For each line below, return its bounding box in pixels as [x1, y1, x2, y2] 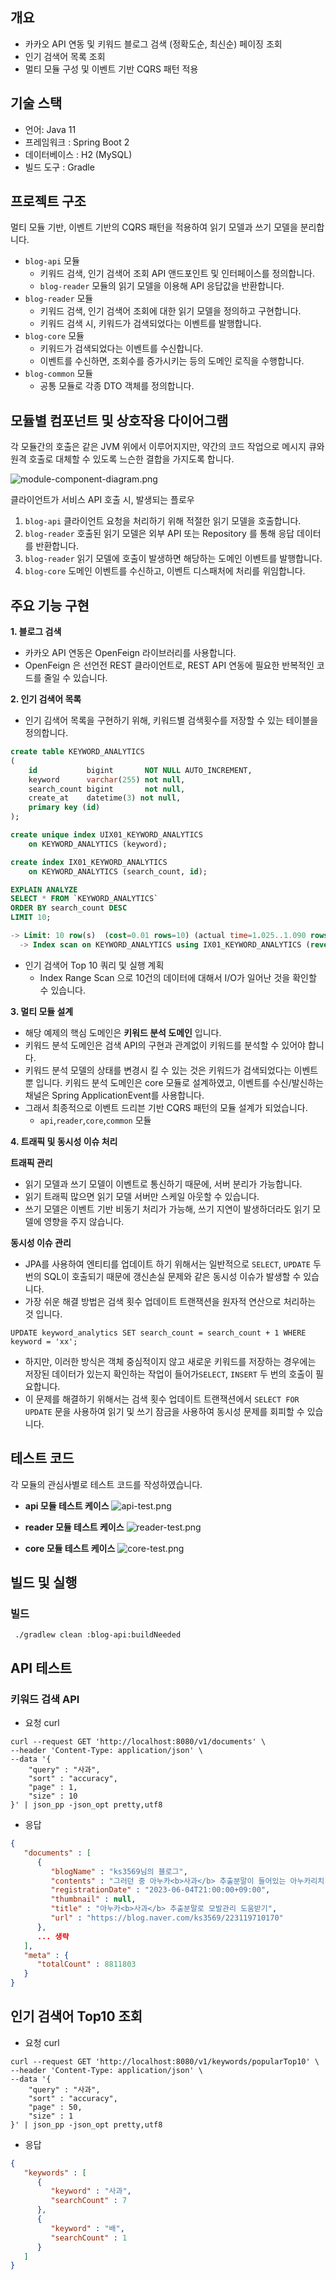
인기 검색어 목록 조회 [24, 50, 106, 62]
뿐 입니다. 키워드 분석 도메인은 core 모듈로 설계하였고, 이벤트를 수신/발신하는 [24, 1076, 325, 1088]
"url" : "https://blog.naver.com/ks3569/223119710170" [50, 1913, 284, 1923]
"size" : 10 [28, 1791, 78, 1801]
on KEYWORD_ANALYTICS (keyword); [28, 839, 168, 849]
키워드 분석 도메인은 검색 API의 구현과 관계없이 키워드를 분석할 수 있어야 [24, 1039, 306, 1051]
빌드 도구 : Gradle [24, 161, 95, 173]
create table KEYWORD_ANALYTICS [10, 747, 145, 757]
